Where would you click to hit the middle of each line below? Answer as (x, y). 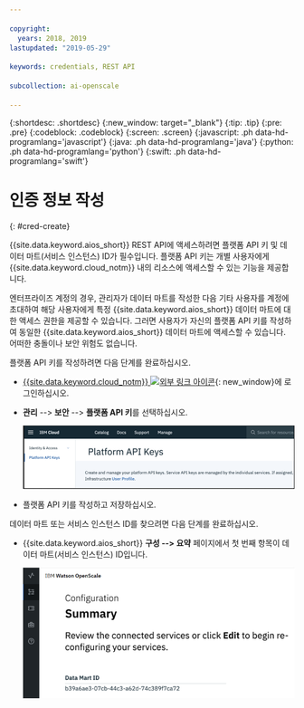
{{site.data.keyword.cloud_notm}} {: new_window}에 (152, 381)
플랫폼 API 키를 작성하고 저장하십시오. (89, 504)
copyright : (30, 29)
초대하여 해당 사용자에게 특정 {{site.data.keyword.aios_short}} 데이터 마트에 (146, 309)
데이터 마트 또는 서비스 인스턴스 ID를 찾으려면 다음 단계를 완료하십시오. (134, 523)
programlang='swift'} (49, 161)
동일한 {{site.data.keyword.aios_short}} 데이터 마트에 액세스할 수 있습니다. (152, 331)
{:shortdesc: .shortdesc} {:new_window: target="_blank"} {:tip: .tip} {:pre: (146, 122)
